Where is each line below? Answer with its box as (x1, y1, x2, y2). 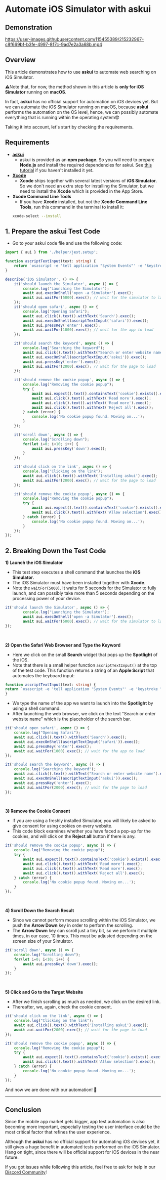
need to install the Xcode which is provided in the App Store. (19, 188, 144, 194)
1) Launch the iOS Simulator (5, 560, 63, 566)
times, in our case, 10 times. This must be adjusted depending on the (12, 933, 153, 939)
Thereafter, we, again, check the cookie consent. (12, 1004, 112, 1010)
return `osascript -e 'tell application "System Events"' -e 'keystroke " (5, 687, 163, 692)
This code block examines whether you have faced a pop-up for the (12, 828, 151, 834)
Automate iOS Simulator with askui (5, 3, 151, 15)
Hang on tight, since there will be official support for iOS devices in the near (5, 1149, 160, 1155)
